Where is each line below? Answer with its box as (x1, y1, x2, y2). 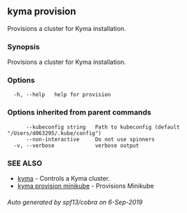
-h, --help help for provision (13, 91, 111, 98)
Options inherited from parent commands (7, 108, 152, 117)
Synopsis (7, 41, 40, 51)
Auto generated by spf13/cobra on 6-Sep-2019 (7, 198, 143, 206)
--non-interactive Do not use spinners (25, 136, 155, 143)
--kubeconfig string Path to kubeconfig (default (25, 123, 180, 131)
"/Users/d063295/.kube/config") (7, 129, 102, 136)
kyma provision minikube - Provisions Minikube (17, 182, 154, 190)
